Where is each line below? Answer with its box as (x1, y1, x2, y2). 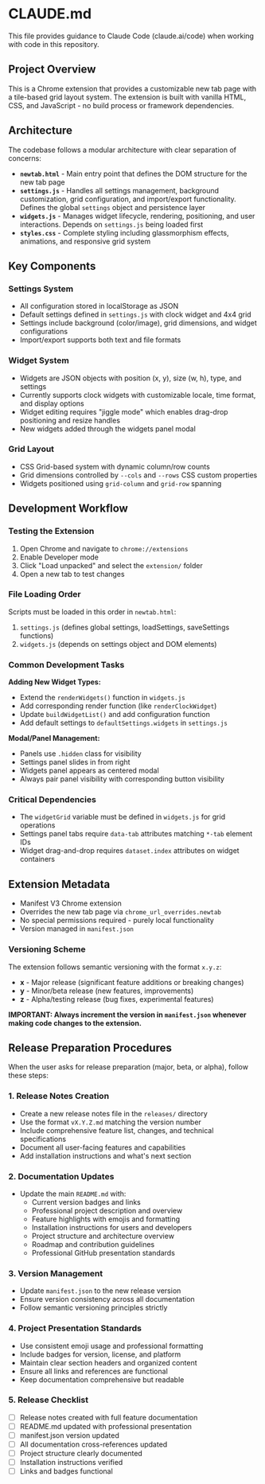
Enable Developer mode (19, 552, 99, 562)
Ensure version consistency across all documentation (19, 1295, 195, 1304)
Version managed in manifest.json (19, 924, 134, 933)
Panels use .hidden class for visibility (19, 749, 142, 758)
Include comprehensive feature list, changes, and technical (19, 1125, 214, 1135)
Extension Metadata (8, 877, 111, 891)
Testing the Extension (8, 526, 95, 537)
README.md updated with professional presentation (19, 1421, 193, 1431)
